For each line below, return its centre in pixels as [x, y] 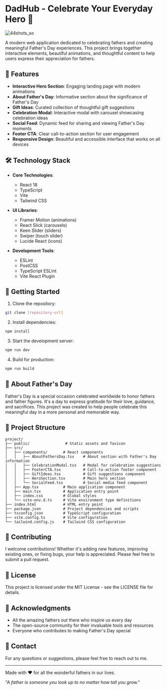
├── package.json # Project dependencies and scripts [72, 509]
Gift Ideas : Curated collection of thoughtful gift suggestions [73, 107]
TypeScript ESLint [38, 271]
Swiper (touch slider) [41, 236]
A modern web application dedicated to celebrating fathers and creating [79, 42]
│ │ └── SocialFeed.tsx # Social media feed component [77, 483]
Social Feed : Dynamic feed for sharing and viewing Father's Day [78, 123]
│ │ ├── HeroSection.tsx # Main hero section [65, 478]
